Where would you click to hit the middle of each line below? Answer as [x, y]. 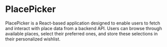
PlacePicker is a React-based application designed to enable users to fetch [83, 23]
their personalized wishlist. [33, 39]
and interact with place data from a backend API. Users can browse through [83, 28]
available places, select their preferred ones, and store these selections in [81, 33]
